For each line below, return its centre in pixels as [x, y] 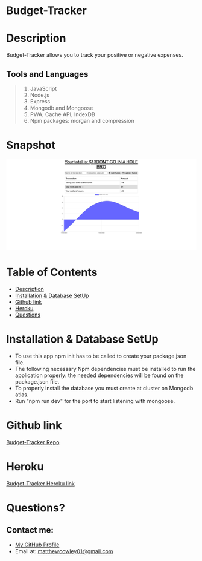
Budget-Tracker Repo [33, 442]
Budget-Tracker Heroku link [41, 483]
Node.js [40, 95]
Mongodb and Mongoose [62, 108]
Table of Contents [52, 272]
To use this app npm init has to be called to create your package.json [101, 356]
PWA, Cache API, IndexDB [62, 114]
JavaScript [43, 88]
